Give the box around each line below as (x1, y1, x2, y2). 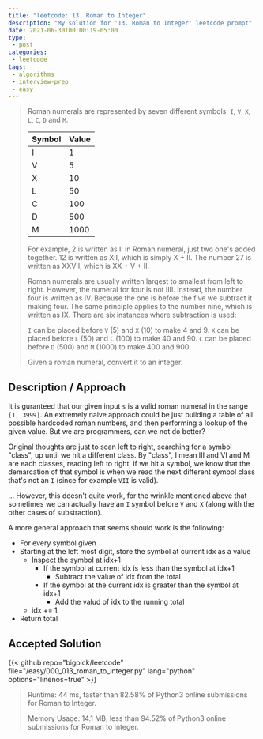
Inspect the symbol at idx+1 (31, 555, 121, 565)
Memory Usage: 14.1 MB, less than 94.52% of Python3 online (27, 714, 227, 723)
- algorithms (11, 70, 55, 78)
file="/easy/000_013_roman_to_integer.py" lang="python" (8, 666, 196, 676)
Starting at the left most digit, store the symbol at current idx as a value (19, 547, 251, 556)
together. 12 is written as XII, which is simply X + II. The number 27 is (27, 253, 252, 262)
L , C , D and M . (27, 115, 69, 125)
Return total (19, 614, 58, 624)
